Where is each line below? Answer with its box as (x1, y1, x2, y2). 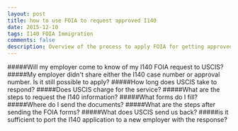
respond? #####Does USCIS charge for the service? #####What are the (7, 86, 220, 93)
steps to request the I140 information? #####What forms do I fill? (7, 93, 198, 101)
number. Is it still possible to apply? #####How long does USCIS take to (7, 78, 217, 86)
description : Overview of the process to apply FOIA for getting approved (7, 43, 233, 50)
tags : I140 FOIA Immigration (7, 30, 93, 38)
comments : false (7, 37, 55, 44)
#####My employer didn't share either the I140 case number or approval (7, 70, 220, 79)
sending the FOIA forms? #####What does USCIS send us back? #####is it (7, 108, 229, 116)
